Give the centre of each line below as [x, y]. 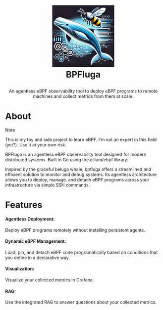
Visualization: [20, 269]
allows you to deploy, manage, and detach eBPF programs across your [77, 180]
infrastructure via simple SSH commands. [48, 185]
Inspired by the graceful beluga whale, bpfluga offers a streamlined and [78, 169]
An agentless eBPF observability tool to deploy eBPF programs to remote [83, 91]
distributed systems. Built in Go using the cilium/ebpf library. [67, 160]
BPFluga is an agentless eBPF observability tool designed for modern [76, 155]
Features [24, 205]
